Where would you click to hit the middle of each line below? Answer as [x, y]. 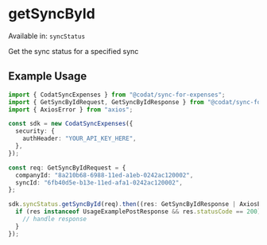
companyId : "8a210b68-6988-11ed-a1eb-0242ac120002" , [104, 175]
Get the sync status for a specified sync [74, 51]
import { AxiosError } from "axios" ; [71, 109]
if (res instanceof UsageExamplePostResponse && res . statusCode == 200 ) [138, 212]
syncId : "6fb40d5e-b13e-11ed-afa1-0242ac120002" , [99, 183]
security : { [35, 131]
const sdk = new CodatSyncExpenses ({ [71, 124]
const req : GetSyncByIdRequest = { [67, 168]
